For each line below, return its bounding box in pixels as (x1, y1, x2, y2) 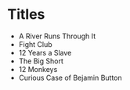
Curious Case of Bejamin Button (18, 73, 122, 82)
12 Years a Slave (18, 48, 72, 57)
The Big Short (18, 56, 64, 66)
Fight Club (18, 39, 52, 49)
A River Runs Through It (18, 31, 96, 41)
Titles (7, 5, 45, 23)
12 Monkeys (18, 64, 58, 74)
